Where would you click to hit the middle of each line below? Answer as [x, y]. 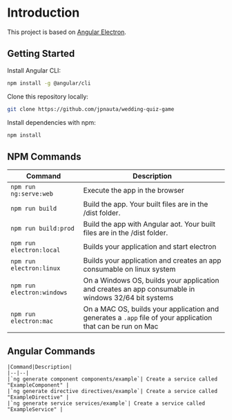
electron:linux [36, 269]
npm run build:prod [42, 229]
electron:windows [39, 293]
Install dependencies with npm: [52, 122]
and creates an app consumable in [139, 289]
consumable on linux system [129, 270]
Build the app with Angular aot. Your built [149, 225]
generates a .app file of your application [148, 318]
